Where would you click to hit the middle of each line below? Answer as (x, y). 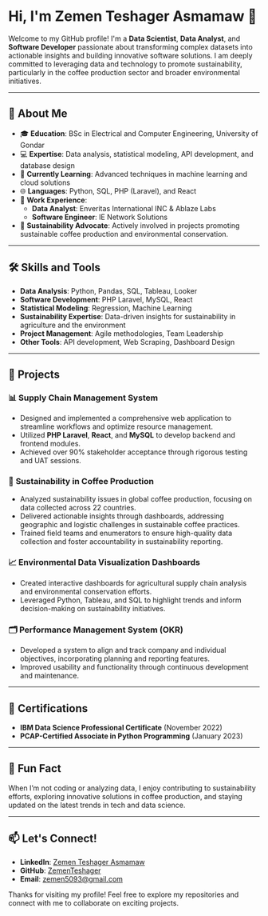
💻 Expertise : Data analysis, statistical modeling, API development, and (136, 154)
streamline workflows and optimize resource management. (116, 426)
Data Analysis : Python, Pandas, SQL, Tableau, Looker (108, 290)
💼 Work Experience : (53, 200)
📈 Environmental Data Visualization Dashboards (104, 562)
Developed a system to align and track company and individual (123, 650)
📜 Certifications (48, 708)
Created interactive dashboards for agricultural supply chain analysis (133, 582)
